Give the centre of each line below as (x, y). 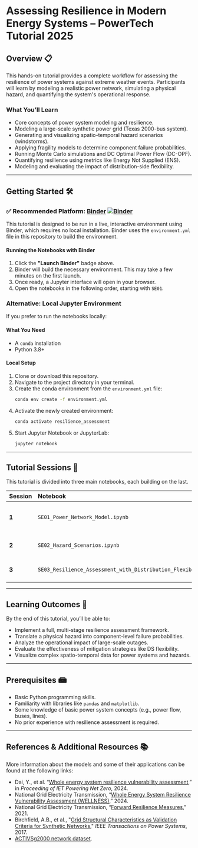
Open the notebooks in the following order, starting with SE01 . (89, 288)
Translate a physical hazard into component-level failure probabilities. (99, 637)
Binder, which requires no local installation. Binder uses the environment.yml (98, 230)
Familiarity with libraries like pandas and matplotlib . (77, 703)
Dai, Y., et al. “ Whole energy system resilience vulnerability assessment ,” (103, 782)
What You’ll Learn (32, 109)
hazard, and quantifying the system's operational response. (78, 94)
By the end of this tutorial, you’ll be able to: (58, 619)
